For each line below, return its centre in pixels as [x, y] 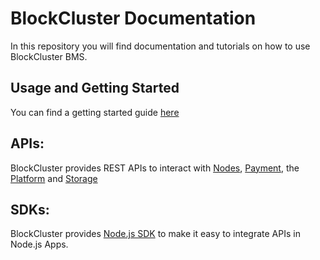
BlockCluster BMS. [49, 56]
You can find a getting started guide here [95, 112]
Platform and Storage [54, 178]
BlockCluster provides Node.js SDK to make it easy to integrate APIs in [155, 234]
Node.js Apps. [39, 244]
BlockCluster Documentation [133, 18]
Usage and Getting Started [95, 88]
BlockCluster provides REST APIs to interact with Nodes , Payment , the [155, 168]
